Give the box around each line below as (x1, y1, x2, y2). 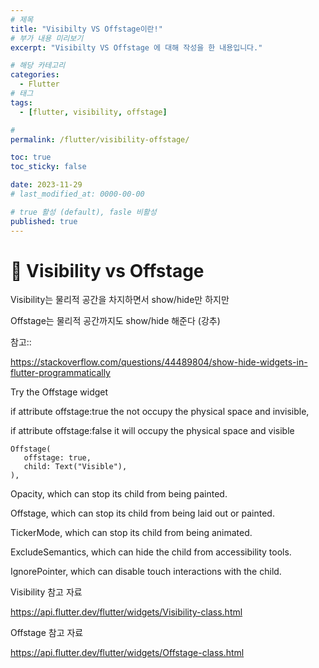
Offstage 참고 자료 (10, 627, 84, 639)
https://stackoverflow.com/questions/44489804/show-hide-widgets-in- (10, 356, 308, 368)
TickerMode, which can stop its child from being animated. (10, 527, 253, 539)
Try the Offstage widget (10, 386, 109, 398)
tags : (10, 97, 33, 108)
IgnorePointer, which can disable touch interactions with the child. (10, 566, 282, 578)
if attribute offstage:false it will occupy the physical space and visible (10, 425, 295, 437)
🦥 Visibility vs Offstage (10, 259, 205, 282)
